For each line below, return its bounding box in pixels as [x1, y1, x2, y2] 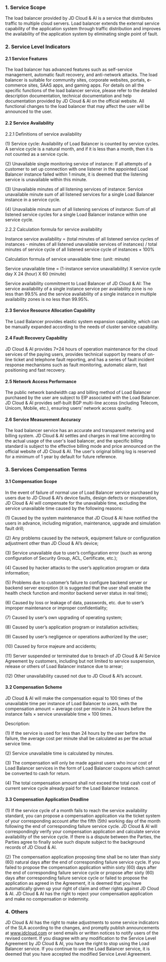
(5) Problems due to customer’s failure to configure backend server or [5, 579, 148, 585]
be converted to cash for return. [5, 770, 71, 776]
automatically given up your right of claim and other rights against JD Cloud [5, 885, 159, 891]
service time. [5, 740, 32, 746]
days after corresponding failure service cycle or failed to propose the [5, 875, 148, 881]
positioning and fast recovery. [5, 367, 66, 373]
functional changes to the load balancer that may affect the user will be [5, 103, 150, 109]
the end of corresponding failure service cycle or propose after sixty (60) [5, 869, 154, 875]
